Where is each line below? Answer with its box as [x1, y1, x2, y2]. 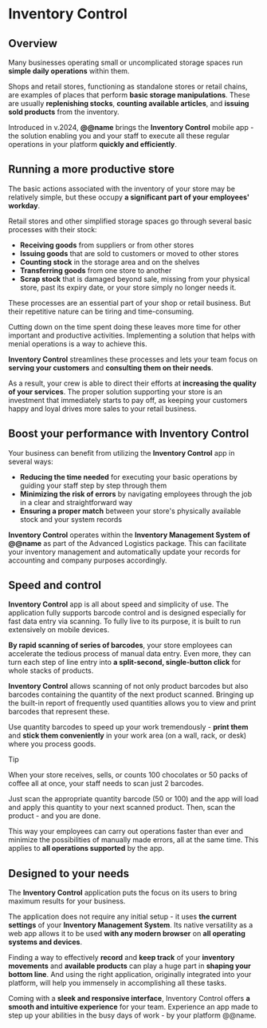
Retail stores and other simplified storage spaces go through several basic [8, 216, 253, 226]
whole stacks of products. [8, 666, 94, 675]
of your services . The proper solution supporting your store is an [8, 386, 223, 396]
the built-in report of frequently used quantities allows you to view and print [8, 698, 257, 708]
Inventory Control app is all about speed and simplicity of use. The [8, 599, 229, 609]
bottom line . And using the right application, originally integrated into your [8, 970, 252, 979]
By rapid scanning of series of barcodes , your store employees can [8, 640, 233, 650]
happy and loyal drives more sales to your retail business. [8, 404, 197, 413]
